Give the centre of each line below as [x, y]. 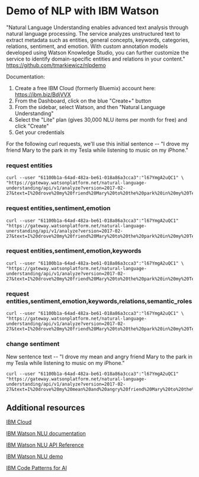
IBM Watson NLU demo [35, 457]
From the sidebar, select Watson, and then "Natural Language [90, 107]
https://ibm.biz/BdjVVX [43, 94]
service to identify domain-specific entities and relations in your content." [96, 59]
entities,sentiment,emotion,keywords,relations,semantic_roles [99, 301]
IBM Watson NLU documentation [46, 434]
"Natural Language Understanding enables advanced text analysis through [97, 27]
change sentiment [33, 344]
